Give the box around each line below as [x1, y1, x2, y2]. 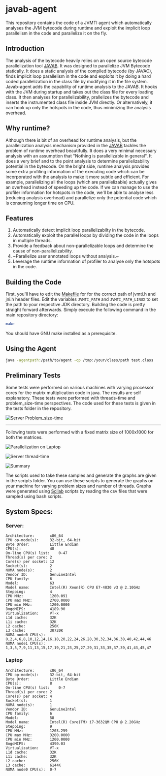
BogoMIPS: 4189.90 [5, 607, 66, 612]
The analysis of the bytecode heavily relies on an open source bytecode [5, 58, 152, 63]
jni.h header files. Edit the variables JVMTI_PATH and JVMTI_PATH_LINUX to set [5, 296, 158, 302]
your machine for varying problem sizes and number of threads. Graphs [5, 483, 152, 489]
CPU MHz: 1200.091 [5, 594, 68, 599]
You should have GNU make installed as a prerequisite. [5, 331, 117, 337]
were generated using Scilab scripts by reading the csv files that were [5, 488, 147, 494]
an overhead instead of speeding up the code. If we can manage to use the [5, 184, 158, 190]
